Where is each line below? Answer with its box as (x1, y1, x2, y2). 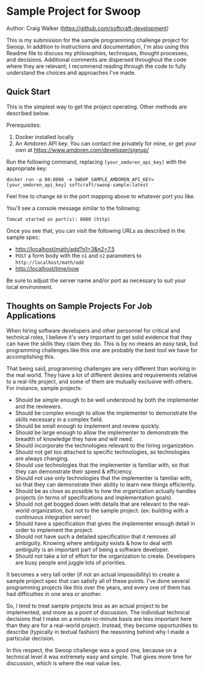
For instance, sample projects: (6, 384, 82, 391)
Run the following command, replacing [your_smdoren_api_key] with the (6, 158, 187, 165)
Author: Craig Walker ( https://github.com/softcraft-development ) (6, 24, 169, 32)
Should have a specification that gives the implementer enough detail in (15, 519, 195, 527)
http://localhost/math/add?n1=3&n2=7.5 (15, 245, 115, 252)
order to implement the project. (15, 526, 94, 533)
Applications (6, 310, 56, 321)
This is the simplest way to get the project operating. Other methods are (6, 103, 187, 110)
